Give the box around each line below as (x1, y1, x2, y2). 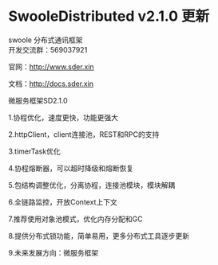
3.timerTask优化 (8, 146, 61, 156)
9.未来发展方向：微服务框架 (8, 247, 99, 257)
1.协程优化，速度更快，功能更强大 (8, 112, 118, 122)
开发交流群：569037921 (8, 45, 88, 54)
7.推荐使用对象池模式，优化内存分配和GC (8, 214, 143, 224)
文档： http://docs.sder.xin (8, 79, 94, 88)
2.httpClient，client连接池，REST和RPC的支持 (8, 129, 160, 139)
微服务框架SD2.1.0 (8, 95, 68, 105)
